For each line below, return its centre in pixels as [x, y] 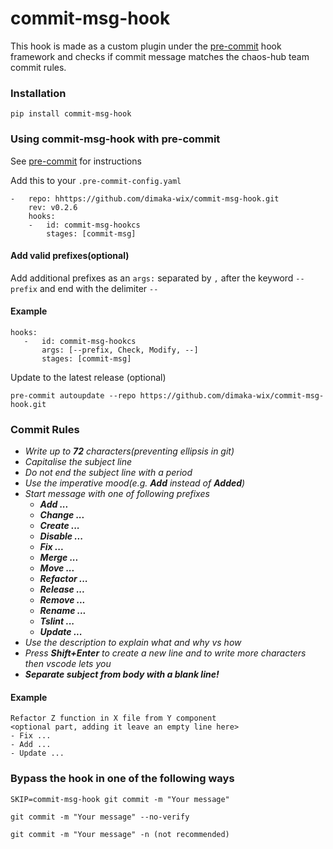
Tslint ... [57, 621]
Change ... [62, 515]
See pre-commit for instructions [76, 161]
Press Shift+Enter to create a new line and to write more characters [165, 653]
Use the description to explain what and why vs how [133, 643]
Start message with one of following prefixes [117, 494]
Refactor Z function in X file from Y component [113, 718]
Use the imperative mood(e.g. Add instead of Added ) [135, 483]
